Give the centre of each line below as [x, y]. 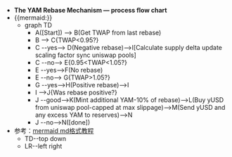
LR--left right [43, 146]
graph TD [38, 25]
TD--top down [45, 139]
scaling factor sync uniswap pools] [86, 55]
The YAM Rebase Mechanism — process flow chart [90, 10]
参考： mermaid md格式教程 [54, 131]
